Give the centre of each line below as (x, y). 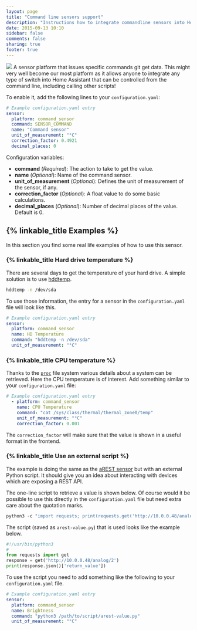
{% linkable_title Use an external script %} (68, 456)
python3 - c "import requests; (43, 516)
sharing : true (23, 45)
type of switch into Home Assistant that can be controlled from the (86, 79)
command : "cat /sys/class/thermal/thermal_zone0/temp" (85, 412)
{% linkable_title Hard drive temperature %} (70, 260)
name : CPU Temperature (44, 407)
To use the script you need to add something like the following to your (90, 577)
